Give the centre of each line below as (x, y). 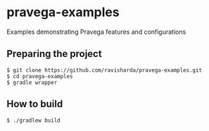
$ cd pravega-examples (40, 76)
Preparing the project (55, 54)
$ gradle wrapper (32, 82)
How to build (35, 104)
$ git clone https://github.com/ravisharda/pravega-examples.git (104, 70)
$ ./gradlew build (33, 120)
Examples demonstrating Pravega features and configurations (96, 32)
